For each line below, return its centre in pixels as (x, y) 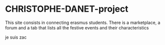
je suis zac (16, 37)
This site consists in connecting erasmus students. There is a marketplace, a (83, 22)
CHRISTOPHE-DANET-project (67, 9)
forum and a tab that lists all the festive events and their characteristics (77, 27)
